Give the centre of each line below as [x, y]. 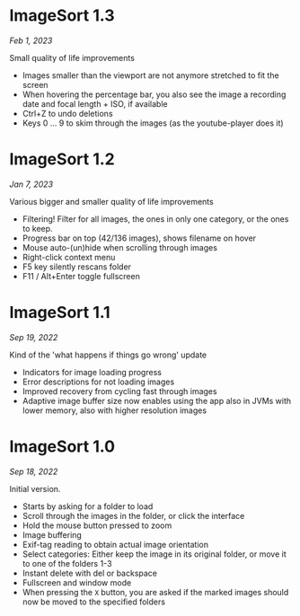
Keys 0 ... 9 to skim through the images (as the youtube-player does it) [153, 123]
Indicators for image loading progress [92, 372]
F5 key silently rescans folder [77, 267]
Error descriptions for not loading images [98, 382]
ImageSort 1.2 [62, 159]
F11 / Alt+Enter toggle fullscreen [81, 276]
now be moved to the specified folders [94, 602]
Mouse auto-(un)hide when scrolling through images [120, 247]
